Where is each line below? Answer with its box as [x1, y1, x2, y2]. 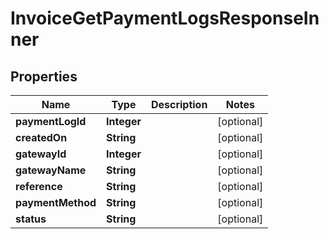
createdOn [15, 131, 68, 144]
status [15, 212, 47, 226]
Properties [10, 68, 78, 85]
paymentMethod [15, 196, 97, 209]
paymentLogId [15, 115, 87, 128]
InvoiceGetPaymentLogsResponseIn [10, 7, 320, 30]
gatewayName [15, 163, 87, 177]
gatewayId [15, 147, 67, 161]
